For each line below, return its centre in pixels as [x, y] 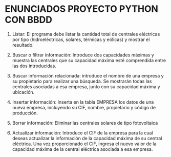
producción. [25, 113]
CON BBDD [28, 20]
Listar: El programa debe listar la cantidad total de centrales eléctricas [86, 34]
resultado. [23, 45]
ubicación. [23, 92]
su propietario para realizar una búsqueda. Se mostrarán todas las [82, 81]
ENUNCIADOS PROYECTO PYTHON [81, 9]
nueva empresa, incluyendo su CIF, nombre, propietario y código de [84, 107]
